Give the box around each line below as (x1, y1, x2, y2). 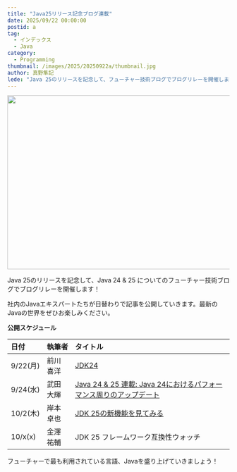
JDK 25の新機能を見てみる (75, 409, 164, 418)
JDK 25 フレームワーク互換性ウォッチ (75, 433, 201, 442)
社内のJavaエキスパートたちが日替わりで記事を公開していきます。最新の (7, 300, 219, 309)
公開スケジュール (7, 323, 57, 332)
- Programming (13, 56, 55, 63)
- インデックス (13, 37, 51, 44)
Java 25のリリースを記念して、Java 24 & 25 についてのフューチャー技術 (7, 276, 217, 285)
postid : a (7, 23, 37, 30)
